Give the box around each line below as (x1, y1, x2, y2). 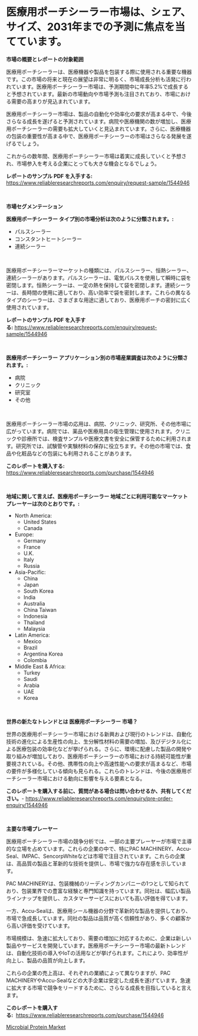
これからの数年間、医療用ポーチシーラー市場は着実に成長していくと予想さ (6, 152, 187, 160)
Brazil (23, 644, 38, 651)
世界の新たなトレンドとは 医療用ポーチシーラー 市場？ (6, 718, 138, 725)
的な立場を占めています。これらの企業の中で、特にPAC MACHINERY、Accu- (6, 845, 192, 852)
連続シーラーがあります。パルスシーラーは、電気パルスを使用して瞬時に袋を (6, 274, 192, 281)
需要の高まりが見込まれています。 (11, 98, 94, 105)
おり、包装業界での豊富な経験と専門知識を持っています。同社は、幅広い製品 (6, 887, 192, 894)
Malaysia (23, 625, 45, 632)
